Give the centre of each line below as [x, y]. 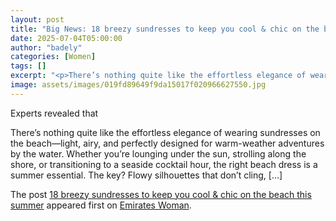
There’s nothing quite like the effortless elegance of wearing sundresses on [165, 132]
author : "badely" [46, 47]
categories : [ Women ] [53, 57]
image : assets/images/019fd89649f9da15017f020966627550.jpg [138, 85]
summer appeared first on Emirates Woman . [101, 205]
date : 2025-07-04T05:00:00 [66, 38]
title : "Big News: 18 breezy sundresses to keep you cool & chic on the [165, 29]
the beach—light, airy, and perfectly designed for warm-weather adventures [167, 143]
